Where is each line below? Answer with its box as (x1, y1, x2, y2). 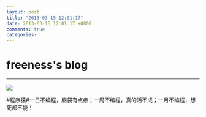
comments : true (6, 26, 45, 32)
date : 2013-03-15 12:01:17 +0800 (6, 20, 92, 26)
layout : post (6, 9, 40, 15)
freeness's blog (6, 58, 88, 72)
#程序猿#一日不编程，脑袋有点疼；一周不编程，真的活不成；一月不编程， (6, 96, 191, 104)
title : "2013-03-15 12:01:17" (6, 15, 84, 21)
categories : (6, 32, 37, 38)
